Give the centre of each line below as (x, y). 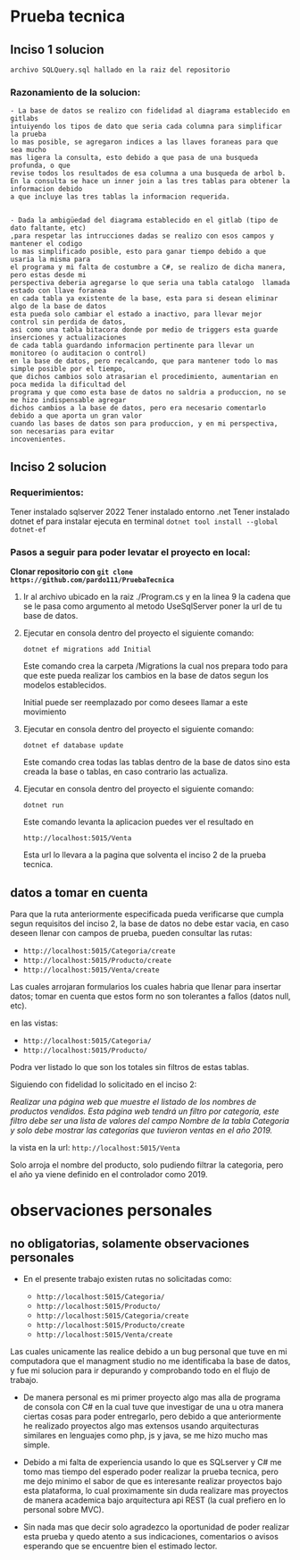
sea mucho (29, 150)
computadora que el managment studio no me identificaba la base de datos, (150, 1362)
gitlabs (25, 119)
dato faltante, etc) (49, 228)
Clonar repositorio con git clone (71, 572)
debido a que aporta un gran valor (76, 416)
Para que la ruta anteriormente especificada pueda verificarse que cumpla (147, 915)
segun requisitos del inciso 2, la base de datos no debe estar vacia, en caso (150, 923)
